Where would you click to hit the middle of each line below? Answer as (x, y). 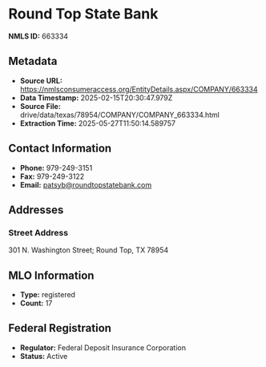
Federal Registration (60, 328)
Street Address (38, 232)
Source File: (40, 106)
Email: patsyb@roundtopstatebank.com (86, 184)
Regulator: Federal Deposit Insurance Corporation (103, 347)
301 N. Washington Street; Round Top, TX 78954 (89, 250)
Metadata (33, 61)
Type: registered (48, 295)
